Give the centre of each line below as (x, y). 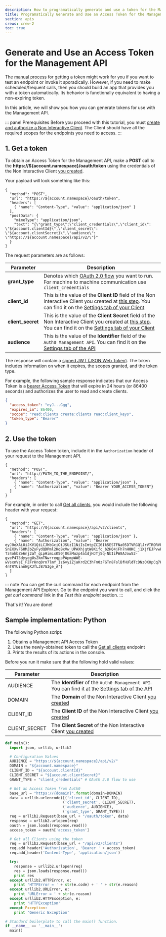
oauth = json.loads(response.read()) (48, 826)
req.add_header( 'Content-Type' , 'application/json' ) (65, 853)
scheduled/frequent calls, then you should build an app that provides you (80, 88)
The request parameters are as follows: (45, 255)
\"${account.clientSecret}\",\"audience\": (51, 233)
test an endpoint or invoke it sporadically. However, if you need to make (78, 82)
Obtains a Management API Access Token (55, 642)
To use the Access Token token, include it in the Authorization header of (79, 450)
